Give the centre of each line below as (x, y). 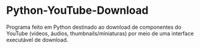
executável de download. (37, 40)
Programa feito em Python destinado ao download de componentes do (94, 27)
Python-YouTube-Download (77, 10)
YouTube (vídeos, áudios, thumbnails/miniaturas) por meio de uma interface (100, 33)
